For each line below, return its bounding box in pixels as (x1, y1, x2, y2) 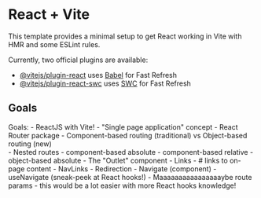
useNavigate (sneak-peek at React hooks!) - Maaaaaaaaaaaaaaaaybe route (8, 172, 252, 181)
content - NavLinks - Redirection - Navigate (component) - (26, 163, 217, 174)
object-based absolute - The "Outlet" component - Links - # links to (8, 156, 228, 165)
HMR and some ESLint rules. (8, 39, 101, 49)
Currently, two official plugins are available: (8, 55, 149, 64)
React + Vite (8, 5, 90, 24)
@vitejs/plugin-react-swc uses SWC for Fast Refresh (19, 79, 191, 88)
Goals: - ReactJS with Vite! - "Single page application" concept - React (8, 122, 238, 131)
